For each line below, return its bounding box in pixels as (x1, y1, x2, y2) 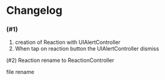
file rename (6, 69, 34, 76)
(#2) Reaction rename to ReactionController (6, 57, 114, 64)
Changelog (6, 4, 63, 17)
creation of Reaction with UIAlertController (14, 38, 120, 46)
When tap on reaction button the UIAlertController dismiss (14, 45, 160, 52)
